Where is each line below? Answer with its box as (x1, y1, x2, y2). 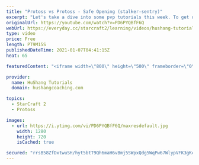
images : (6, 117, 25, 123)
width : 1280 (17, 128, 46, 134)
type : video (6, 31, 36, 37)
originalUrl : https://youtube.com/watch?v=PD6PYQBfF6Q (6, 20, 145, 25)
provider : (6, 74, 31, 80)
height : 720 (17, 134, 46, 140)
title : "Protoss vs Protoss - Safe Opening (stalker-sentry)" (6, 8, 163, 15)
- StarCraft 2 (11, 101, 46, 107)
